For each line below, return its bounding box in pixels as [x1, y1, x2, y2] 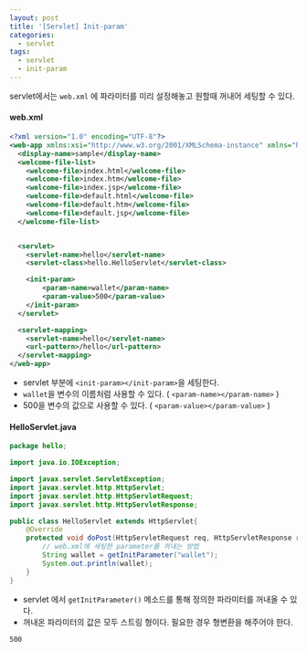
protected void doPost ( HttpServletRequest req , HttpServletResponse [26, 533, 292, 543]
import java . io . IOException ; [9, 458, 121, 467]
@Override [26, 525, 64, 534]
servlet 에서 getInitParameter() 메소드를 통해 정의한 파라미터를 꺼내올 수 [22, 593, 288, 604]
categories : [9, 30, 55, 39]
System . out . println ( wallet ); [42, 559, 153, 568]
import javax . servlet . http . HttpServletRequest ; [9, 491, 195, 500]
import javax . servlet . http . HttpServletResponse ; [9, 499, 198, 509]
